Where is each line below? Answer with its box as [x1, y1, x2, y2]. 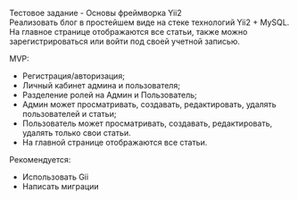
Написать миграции [21, 181, 99, 191]
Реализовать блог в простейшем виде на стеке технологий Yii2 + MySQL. [9, 17, 290, 28]
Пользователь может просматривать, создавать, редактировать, [21, 118, 273, 129]
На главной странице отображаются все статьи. [21, 137, 208, 147]
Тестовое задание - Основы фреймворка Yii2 [9, 8, 182, 18]
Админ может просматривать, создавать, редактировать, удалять [21, 99, 277, 110]
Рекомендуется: [9, 154, 71, 164]
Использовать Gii [21, 171, 89, 182]
